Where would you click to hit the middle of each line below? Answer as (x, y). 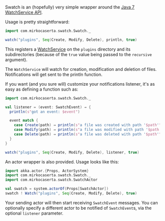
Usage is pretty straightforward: (37, 22)
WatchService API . (24, 12)
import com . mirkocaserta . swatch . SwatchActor (51, 180)
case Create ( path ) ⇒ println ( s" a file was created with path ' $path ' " (88, 125)
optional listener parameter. (34, 213)
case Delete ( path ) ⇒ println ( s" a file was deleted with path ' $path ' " (88, 134)
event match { (24, 121)
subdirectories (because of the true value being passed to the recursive (79, 54)
